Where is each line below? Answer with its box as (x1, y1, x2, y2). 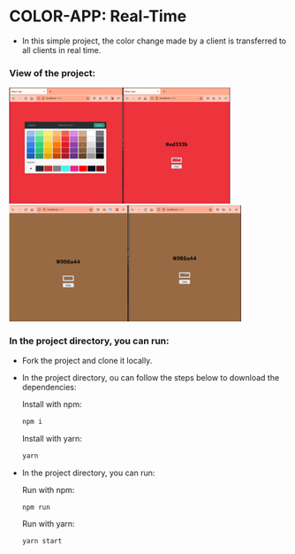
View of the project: (9, 66, 96, 79)
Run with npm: (21, 484, 75, 495)
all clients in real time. (21, 44, 102, 55)
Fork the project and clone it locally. (21, 355, 153, 365)
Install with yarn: (21, 433, 82, 443)
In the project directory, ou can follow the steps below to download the (21, 372, 280, 382)
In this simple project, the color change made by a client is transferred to (21, 35, 287, 46)
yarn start (21, 537, 63, 546)
